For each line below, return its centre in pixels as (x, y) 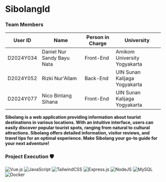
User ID (22, 41)
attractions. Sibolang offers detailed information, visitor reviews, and (77, 133)
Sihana (50, 102)
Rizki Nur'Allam (59, 79)
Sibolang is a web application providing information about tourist (73, 117)
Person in (98, 37)
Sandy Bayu (56, 58)
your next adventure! (27, 143)
